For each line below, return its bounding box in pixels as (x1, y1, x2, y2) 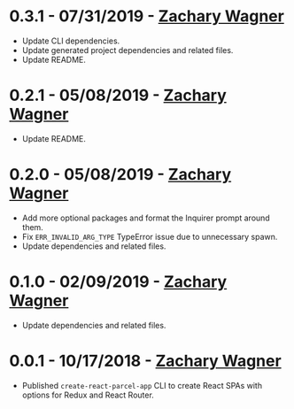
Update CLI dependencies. (21, 35, 120, 46)
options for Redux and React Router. (21, 390, 155, 400)
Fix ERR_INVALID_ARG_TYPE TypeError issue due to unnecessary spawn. (21, 231, 278, 242)
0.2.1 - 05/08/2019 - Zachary (9, 86, 228, 105)
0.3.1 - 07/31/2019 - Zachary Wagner (9, 6, 285, 27)
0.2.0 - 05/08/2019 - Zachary (9, 165, 232, 185)
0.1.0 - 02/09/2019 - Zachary (9, 272, 228, 291)
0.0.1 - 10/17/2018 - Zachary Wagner (9, 351, 282, 371)
